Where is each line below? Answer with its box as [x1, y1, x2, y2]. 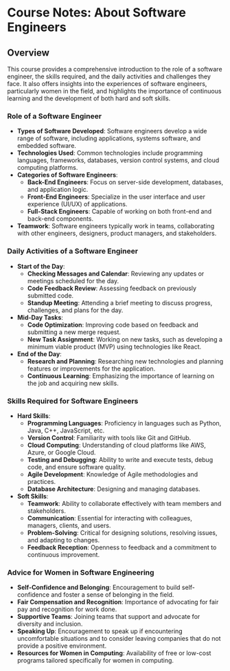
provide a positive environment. [16, 641, 107, 650]
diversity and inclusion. [16, 620, 83, 628]
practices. [27, 477, 56, 485]
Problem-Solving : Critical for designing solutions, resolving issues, [27, 528, 218, 537]
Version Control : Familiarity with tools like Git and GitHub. [27, 433, 192, 441]
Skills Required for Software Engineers [7, 396, 139, 406]
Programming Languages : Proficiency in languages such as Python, [27, 419, 222, 427]
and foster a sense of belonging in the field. [51, 591, 174, 599]
